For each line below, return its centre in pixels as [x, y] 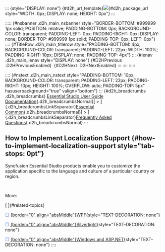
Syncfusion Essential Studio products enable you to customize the [73, 166]
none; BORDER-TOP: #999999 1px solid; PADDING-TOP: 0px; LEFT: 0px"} [80, 39]
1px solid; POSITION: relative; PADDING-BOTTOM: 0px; [61, 28]
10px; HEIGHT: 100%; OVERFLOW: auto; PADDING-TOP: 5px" [83, 85]
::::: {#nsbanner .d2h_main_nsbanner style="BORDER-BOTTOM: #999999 [81, 23]
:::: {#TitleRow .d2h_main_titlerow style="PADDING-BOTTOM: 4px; [73, 44]
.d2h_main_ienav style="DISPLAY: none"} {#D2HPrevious [64, 60]
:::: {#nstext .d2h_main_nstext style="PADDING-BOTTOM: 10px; [70, 75]
